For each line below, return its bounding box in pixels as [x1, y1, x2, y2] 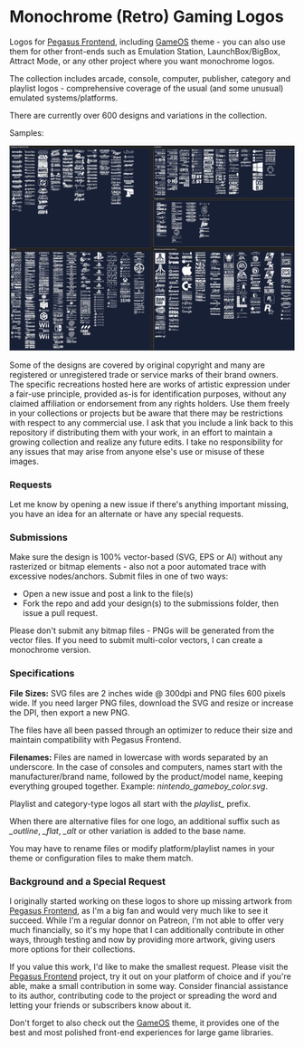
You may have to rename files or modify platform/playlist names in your [9, 842, 275, 853]
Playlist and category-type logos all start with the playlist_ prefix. [9, 798, 252, 809]
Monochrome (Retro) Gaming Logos [9, 6, 284, 27]
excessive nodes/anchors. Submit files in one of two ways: [9, 571, 229, 581]
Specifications [9, 668, 75, 680]
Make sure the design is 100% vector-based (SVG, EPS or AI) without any [9, 552, 283, 562]
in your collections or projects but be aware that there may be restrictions [9, 408, 283, 418]
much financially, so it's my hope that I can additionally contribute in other [9, 924, 285, 935]
